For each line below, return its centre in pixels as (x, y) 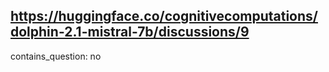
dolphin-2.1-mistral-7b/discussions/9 (130, 32)
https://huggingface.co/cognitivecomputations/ (164, 16)
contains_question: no (56, 56)
